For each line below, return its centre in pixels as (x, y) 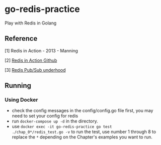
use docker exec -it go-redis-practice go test (62, 127)
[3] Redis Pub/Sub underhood (35, 70)
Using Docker (21, 100)
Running (18, 86)
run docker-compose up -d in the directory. (55, 121)
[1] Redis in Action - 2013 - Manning (41, 50)
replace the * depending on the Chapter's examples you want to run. (82, 137)
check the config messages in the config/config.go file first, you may (82, 111)
